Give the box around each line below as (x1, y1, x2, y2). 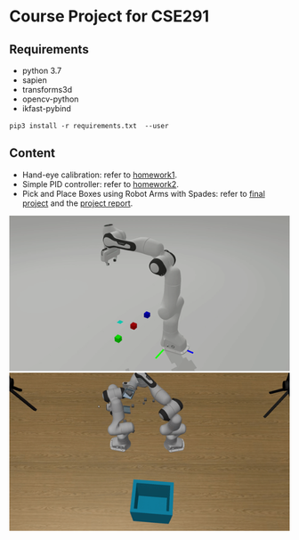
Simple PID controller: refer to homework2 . (21, 178, 180, 189)
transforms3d (21, 85, 73, 94)
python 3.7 (21, 65, 62, 76)
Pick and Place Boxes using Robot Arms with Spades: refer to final (21, 188, 265, 199)
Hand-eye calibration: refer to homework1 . (21, 169, 178, 180)
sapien (21, 75, 47, 86)
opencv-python (21, 94, 79, 104)
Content (9, 145, 56, 161)
